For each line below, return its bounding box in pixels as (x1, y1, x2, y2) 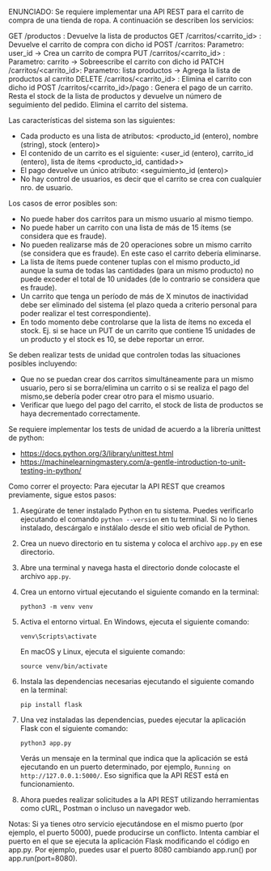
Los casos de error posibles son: (8, 198, 117, 208)
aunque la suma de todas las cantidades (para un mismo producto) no (19, 266, 254, 275)
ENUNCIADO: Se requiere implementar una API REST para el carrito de (8, 7, 244, 16)
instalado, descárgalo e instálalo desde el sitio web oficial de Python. (19, 523, 251, 532)
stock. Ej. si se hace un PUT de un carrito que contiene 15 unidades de (19, 326, 256, 335)
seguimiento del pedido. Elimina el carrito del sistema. (8, 100, 188, 109)
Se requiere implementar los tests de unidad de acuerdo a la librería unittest (8, 425, 261, 433)
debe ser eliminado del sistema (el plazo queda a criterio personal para (19, 300, 257, 310)
